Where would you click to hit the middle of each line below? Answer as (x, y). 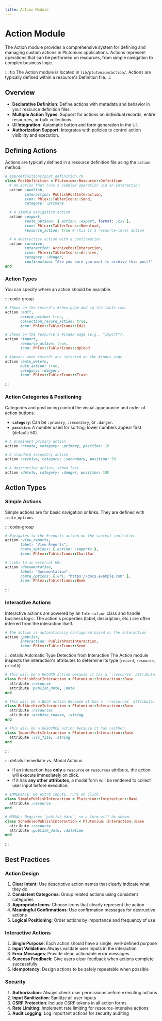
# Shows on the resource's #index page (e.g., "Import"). (65, 335)
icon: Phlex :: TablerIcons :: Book (53, 581)
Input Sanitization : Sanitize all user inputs (54, 998)
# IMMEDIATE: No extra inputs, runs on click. (53, 794)
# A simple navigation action (40, 212)
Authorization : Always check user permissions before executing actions (85, 992)
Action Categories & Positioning (43, 397)
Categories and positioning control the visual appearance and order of (75, 407)
